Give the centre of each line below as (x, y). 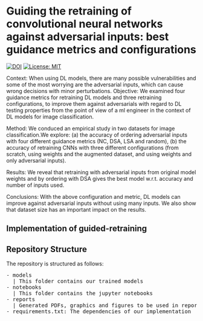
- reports (21, 300)
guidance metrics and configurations (101, 50)
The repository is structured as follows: (55, 264)
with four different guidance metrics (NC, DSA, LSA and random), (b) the (97, 141)
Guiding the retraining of (69, 11)
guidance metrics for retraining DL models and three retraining (84, 97)
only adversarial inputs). (36, 160)
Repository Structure (47, 249)
